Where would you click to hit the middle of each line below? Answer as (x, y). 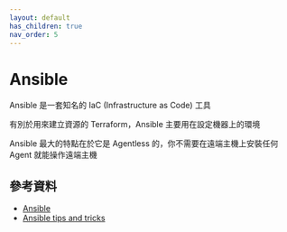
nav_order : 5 (34, 34)
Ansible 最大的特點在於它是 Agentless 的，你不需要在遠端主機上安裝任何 (144, 144)
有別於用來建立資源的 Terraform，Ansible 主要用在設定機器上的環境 (135, 125)
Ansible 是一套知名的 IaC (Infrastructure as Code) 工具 (110, 106)
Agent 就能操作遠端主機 (53, 155)
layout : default (40, 18)
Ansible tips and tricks (64, 218)
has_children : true (46, 26)
